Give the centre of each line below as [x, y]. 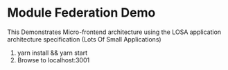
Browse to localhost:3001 [53, 60]
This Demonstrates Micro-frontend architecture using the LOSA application [114, 32]
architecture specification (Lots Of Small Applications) [84, 39]
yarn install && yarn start [52, 53]
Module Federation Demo [81, 13]
